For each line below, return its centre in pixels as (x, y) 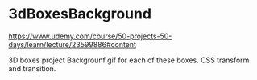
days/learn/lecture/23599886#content (73, 44)
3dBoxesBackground (80, 14)
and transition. (32, 68)
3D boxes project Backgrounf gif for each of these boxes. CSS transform (129, 60)
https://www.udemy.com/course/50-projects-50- (90, 36)
